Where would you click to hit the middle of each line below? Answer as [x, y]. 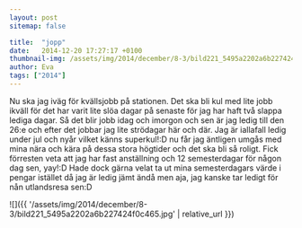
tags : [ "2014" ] [38, 76]
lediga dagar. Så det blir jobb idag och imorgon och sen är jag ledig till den [147, 120]
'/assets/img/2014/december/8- [89, 204]
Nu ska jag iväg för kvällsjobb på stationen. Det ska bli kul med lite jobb [141, 101]
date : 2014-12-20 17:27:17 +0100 [76, 50]
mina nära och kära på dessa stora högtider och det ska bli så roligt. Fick [144, 148]
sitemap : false [38, 26]
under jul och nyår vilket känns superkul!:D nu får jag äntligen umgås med [146, 139]
